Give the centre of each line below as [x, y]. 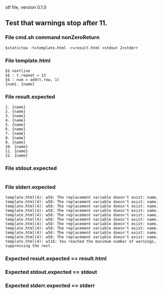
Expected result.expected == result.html [56, 258]
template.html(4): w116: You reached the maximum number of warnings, [81, 241]
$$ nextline [18, 71]
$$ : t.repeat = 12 [26, 75]
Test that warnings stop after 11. [56, 23]
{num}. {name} [20, 84]
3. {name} [16, 116]
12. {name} [17, 156]
